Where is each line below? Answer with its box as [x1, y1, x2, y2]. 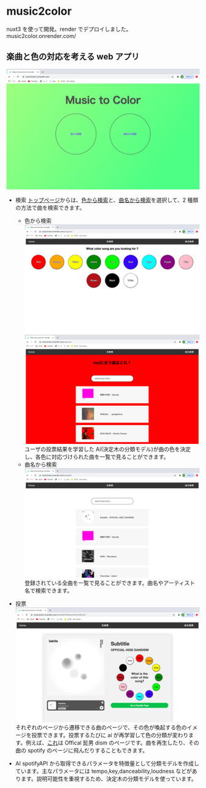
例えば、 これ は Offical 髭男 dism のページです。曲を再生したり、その [25, 739, 199, 746]
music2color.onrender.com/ [6, 32, 77, 39]
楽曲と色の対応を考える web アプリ [6, 52, 140, 62]
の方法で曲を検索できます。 [15, 204, 85, 211]
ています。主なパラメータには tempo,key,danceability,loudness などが [15, 767, 192, 775]
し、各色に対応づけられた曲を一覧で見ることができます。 [24, 453, 170, 461]
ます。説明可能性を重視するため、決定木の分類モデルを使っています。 [20, 775, 197, 782]
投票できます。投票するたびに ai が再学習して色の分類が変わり [31, 731, 189, 738]
